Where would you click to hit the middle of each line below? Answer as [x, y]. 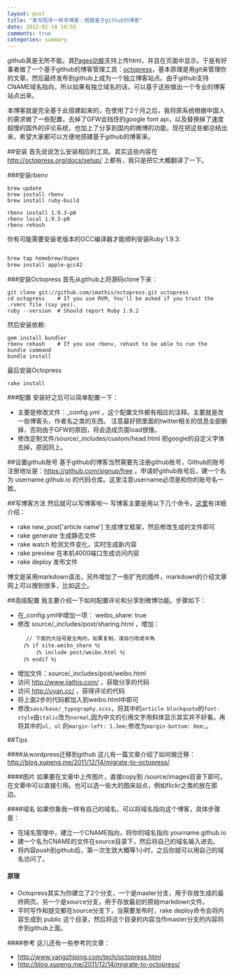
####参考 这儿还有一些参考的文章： [59, 943]
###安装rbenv [28, 175]
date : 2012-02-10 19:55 [42, 27]
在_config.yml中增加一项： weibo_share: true [82, 615]
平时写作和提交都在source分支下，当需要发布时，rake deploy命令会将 [118, 911]
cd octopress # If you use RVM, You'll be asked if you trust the [111, 298]
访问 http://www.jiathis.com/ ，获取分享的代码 [83, 682]
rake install [26, 383]
